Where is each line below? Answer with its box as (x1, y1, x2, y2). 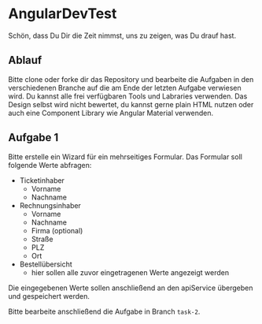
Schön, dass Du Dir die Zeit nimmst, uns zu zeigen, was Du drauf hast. (8, 31, 237, 40)
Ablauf (8, 54, 42, 67)
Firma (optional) (31, 225, 83, 235)
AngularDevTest (8, 5, 117, 23)
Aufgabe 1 (8, 131, 59, 144)
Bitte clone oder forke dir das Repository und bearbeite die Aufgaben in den (8, 74, 254, 84)
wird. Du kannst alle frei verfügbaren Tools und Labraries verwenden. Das (8, 91, 248, 101)
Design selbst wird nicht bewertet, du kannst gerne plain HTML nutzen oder (8, 99, 254, 109)
